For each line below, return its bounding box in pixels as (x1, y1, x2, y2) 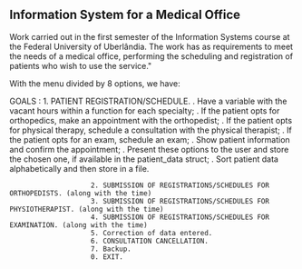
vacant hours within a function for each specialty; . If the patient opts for (9, 105, 280, 116)
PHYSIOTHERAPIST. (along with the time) (9, 204, 165, 214)
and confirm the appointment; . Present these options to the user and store (9, 144, 289, 154)
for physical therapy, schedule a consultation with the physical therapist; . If (9, 125, 293, 135)
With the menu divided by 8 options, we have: (9, 77, 181, 89)
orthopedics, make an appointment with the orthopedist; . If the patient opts (9, 115, 293, 125)
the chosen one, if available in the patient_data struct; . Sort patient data (9, 154, 279, 164)
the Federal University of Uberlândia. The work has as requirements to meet (9, 41, 293, 52)
